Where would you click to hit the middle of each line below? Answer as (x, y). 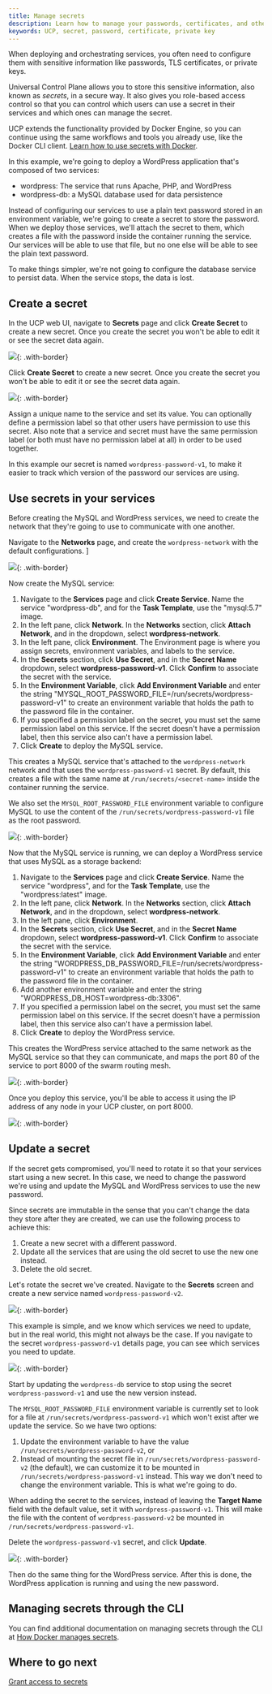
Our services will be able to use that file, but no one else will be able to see (133, 245)
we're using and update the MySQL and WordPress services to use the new (134, 1186)
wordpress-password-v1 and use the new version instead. (102, 1393)
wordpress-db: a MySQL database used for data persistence (121, 195)
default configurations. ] (49, 551)
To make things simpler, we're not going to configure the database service (132, 270)
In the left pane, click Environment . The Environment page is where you (140, 642)
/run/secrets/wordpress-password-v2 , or (87, 1450)
